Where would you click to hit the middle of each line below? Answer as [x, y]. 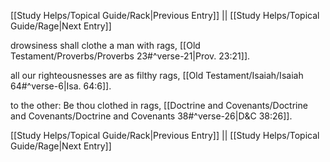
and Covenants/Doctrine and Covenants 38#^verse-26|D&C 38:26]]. [151, 116]
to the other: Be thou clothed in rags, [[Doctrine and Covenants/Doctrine [159, 105]
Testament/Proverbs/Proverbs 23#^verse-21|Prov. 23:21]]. [130, 56]
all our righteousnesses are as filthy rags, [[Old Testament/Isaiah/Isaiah [157, 75]
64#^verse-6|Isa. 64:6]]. [61, 86]
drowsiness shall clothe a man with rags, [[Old [105, 45]
